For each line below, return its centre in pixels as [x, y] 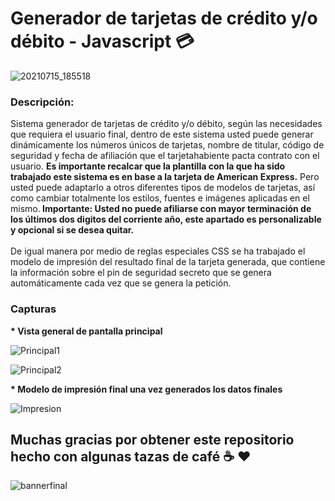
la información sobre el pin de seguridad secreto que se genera [141, 273]
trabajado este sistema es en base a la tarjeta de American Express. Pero [165, 177]
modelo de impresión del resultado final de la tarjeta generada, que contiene [168, 262]
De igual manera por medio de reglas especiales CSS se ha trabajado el [158, 251]
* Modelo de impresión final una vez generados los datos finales [146, 389]
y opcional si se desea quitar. [72, 230]
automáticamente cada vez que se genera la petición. [121, 283]
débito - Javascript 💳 [102, 41]
